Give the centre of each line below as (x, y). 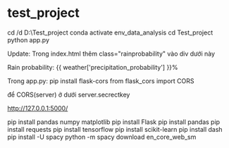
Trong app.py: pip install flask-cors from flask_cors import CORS (101, 81)
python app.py (29, 39)
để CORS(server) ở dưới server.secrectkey (69, 94)
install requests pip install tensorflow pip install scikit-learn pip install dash (115, 129)
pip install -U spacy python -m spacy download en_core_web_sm (102, 137)
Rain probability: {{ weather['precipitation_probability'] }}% (93, 67)
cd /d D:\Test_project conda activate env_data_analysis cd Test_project (110, 32)
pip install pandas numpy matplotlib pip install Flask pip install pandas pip (114, 122)
